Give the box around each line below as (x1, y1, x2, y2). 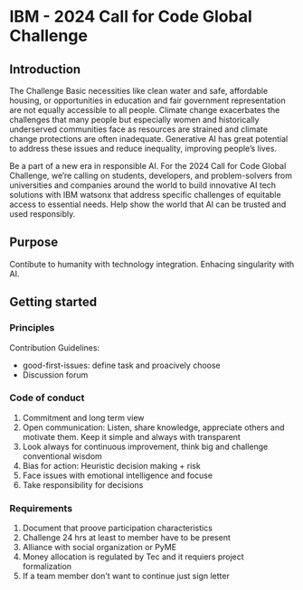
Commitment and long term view (22, 412, 145, 423)
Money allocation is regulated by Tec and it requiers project (22, 551, 244, 562)
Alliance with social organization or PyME (22, 542, 177, 553)
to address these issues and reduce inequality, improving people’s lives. (9, 143, 278, 154)
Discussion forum (22, 369, 89, 380)
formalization (22, 561, 72, 572)
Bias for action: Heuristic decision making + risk (22, 460, 201, 471)
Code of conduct (9, 391, 85, 404)
